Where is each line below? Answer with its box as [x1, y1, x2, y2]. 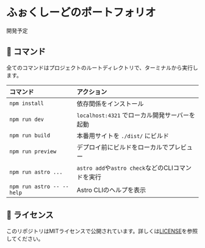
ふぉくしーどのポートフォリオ [6, 5, 157, 20]
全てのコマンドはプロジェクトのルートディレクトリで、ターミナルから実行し [6, 64, 198, 71]
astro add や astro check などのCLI [76, 163, 174, 172]
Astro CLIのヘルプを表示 [76, 186, 146, 194]
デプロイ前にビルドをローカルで [76, 143, 169, 151]
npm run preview [9, 148, 57, 155]
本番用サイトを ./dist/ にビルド [76, 131, 170, 140]
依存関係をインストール [76, 99, 145, 108]
